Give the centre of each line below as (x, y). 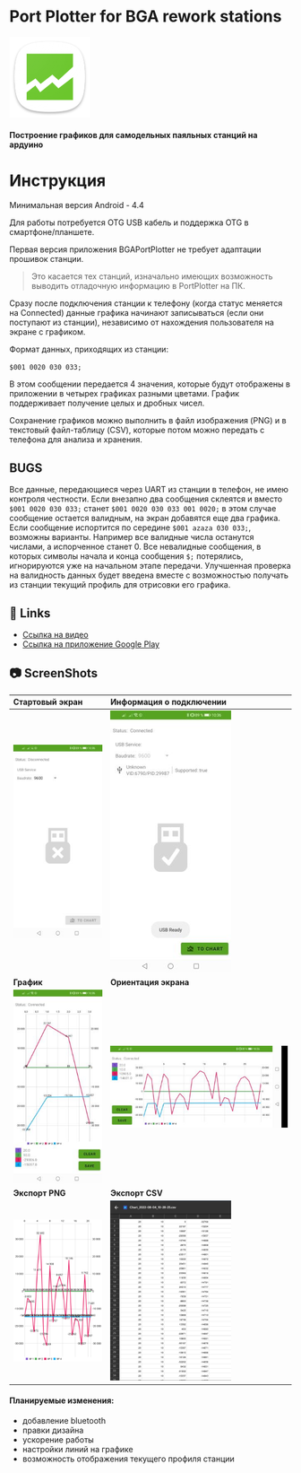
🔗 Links (30, 613)
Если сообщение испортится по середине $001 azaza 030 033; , (130, 527)
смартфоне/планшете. (52, 232)
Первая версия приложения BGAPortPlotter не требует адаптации (135, 249)
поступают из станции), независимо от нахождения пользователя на (142, 322)
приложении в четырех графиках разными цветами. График (125, 394)
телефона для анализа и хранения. (76, 440)
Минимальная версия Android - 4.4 (77, 205)
